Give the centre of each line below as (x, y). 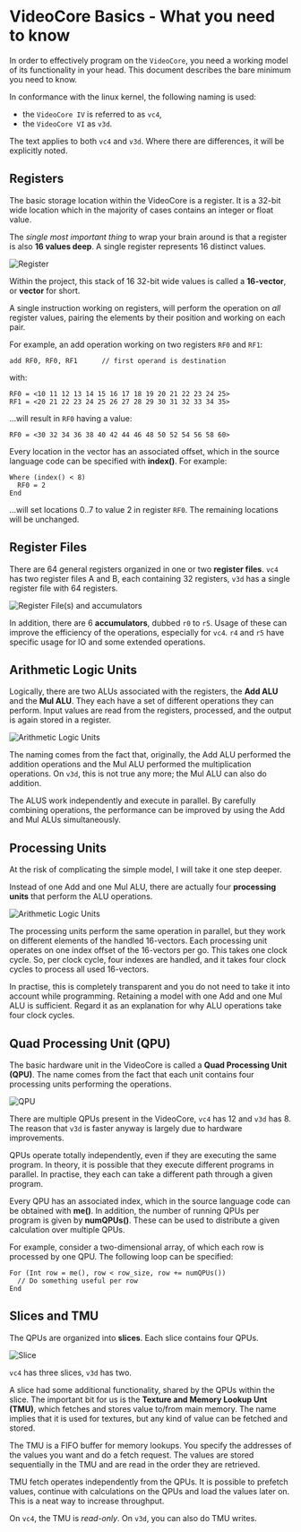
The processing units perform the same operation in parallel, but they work (148, 931)
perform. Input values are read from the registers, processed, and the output (150, 711)
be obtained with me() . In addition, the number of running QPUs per (134, 1211)
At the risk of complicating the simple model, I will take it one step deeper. (146, 870)
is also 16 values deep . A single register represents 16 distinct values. (138, 246)
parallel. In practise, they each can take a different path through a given (141, 1174)
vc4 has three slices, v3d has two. (71, 1372)
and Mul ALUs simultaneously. (65, 820)
